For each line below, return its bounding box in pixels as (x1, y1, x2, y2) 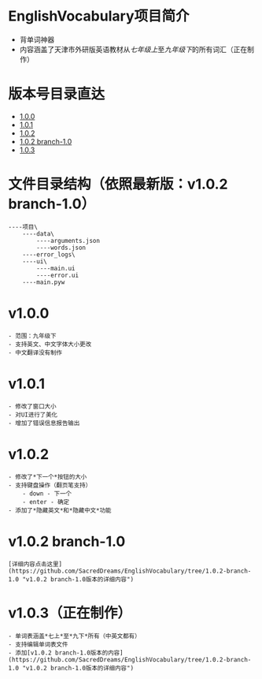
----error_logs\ (22, 250, 76, 259)
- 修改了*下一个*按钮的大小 (8, 472, 87, 481)
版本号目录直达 (8, 85, 105, 103)
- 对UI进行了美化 (8, 411, 57, 419)
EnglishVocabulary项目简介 (8, 7, 190, 25)
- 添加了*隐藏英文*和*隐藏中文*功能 (8, 506, 112, 514)
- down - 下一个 (22, 490, 72, 498)
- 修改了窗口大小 (8, 402, 57, 410)
